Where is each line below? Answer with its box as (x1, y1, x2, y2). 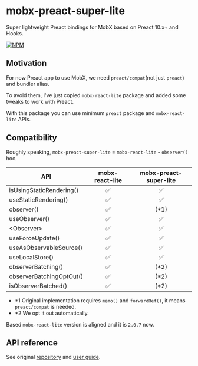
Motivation (6, 58, 47, 68)
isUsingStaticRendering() (9, 186, 79, 194)
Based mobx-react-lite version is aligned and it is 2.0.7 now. (6, 321, 154, 328)
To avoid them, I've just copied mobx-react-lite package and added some (6, 91, 187, 98)
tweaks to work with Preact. (6, 98, 74, 105)
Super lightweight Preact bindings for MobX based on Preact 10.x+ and (6, 24, 179, 31)
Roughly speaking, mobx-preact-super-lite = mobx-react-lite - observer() (6, 149, 189, 156)
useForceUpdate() (9, 234, 60, 242)
